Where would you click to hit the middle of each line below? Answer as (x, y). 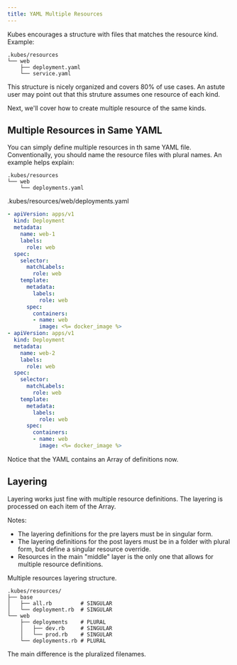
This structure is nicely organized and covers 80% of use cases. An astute (116, 87)
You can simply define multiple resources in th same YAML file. (99, 147)
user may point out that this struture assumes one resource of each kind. (114, 94)
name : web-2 (38, 353)
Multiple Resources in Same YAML (85, 131)
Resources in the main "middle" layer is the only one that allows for (116, 556)
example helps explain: (41, 163)
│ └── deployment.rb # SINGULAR (60, 610)
